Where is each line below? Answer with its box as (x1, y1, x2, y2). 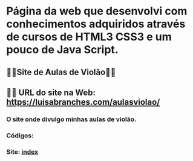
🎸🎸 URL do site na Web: (6, 87, 96, 97)
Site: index (6, 147, 38, 156)
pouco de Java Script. (6, 43, 119, 57)
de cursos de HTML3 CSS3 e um (6, 30, 172, 44)
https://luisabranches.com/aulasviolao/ (6, 97, 160, 107)
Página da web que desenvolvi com (6, 4, 188, 18)
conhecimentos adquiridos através (6, 17, 186, 31)
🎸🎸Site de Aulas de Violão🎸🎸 (6, 67, 116, 77)
